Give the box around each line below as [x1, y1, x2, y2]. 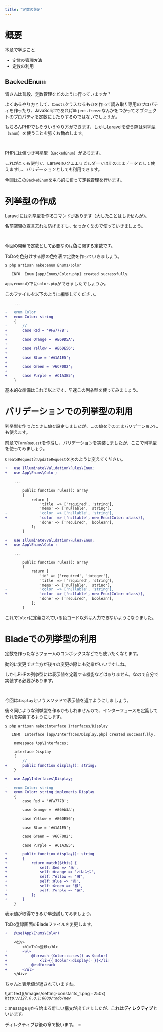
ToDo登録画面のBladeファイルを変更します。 [5, 921, 95, 927]
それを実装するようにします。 [5, 713, 65, 720]
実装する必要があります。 [5, 677, 56, 683]
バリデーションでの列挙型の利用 [5, 406, 133, 417]
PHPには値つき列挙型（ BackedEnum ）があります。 [5, 150, 104, 156]
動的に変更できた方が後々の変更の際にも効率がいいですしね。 [5, 661, 129, 667]
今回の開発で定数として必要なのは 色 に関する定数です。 [5, 243, 116, 249]
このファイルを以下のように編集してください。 [5, 291, 99, 297]
